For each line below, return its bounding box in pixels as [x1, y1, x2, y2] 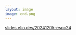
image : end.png [5, 12, 36, 16]
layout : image [5, 7, 34, 12]
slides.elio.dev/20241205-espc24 [5, 24, 72, 30]
